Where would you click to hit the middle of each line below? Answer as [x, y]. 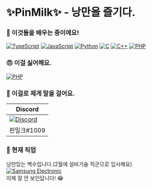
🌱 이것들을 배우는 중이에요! [43, 33]
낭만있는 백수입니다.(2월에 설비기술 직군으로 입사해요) [69, 164]
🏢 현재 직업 [21, 150]
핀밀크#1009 [27, 130]
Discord [27, 109]
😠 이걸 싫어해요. [29, 63]
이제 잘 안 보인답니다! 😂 [35, 178]
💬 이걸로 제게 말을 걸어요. [41, 93]
